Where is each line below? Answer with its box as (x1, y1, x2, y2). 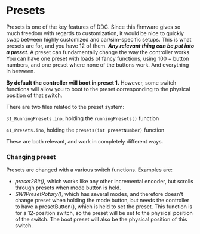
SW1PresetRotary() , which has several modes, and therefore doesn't (14, 191, 183, 198)
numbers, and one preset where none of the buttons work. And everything (6, 61, 189, 68)
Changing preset (6, 152, 56, 161)
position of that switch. (6, 92, 63, 99)
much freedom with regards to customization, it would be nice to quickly (6, 29, 184, 36)
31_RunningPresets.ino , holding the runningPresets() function (6, 114, 159, 122)
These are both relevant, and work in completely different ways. (6, 138, 164, 145)
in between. (6, 67, 35, 74)
